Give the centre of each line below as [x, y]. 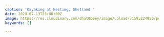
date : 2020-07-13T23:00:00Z [34, 14]
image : [12, 18]
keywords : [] [18, 23]
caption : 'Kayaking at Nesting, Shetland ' [50, 9]
